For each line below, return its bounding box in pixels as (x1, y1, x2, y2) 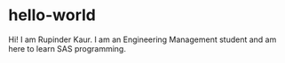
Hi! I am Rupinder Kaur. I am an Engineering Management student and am (8, 34, 277, 45)
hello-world (8, 5, 97, 25)
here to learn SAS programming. (8, 43, 126, 53)
